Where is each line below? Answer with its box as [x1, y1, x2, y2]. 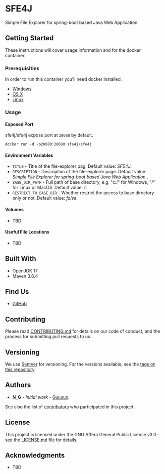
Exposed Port [5, 121, 34, 127]
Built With [5, 254, 36, 263]
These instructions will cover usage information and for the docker [5, 47, 141, 53]
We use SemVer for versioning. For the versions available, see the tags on [5, 361, 156, 367]
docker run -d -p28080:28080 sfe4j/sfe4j [5, 142, 92, 147]
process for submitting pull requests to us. [5, 334, 92, 340]
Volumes [5, 206, 24, 212]
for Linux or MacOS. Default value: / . [12, 185, 87, 191]
